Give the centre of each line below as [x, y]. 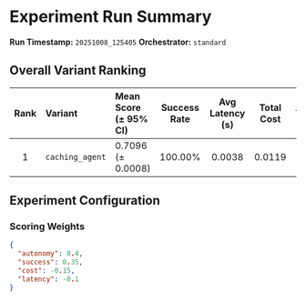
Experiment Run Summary [111, 17]
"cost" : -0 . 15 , [46, 271]
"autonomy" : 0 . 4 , [51, 254]
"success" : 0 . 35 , [51, 262]
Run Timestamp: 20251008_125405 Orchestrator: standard [118, 42]
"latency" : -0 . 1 [48, 279]
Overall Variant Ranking [78, 70]
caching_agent [76, 157]
